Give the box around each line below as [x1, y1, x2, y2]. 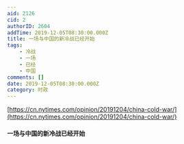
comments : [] [7, 73, 44, 81]
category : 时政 [7, 86, 49, 93]
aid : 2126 [7, 10, 36, 17]
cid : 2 [7, 16, 26, 23]
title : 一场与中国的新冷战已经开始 [7, 36, 95, 43]
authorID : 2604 [7, 23, 51, 29]
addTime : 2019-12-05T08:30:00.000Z [7, 29, 109, 36]
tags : [7, 42, 23, 49]
